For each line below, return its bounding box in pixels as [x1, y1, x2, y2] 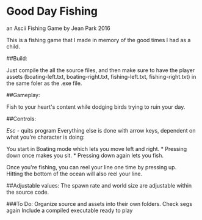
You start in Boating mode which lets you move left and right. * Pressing [6, 145, 187, 152]
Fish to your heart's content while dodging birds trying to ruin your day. [6, 103, 186, 111]
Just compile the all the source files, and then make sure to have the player [6, 66, 195, 74]
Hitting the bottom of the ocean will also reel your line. [6, 170, 142, 177]
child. [6, 43, 20, 50]
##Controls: [6, 115, 37, 122]
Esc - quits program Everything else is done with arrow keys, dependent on [6, 127, 196, 134]
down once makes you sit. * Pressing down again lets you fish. [6, 152, 164, 159]
